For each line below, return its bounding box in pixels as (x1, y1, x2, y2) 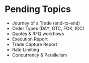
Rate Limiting (12, 46, 39, 52)
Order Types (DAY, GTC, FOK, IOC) (12, 25, 84, 31)
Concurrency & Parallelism (12, 51, 67, 58)
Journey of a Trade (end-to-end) (12, 20, 80, 26)
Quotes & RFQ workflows (12, 30, 64, 36)
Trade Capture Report (12, 41, 57, 47)
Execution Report (12, 36, 48, 42)
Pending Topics (5, 3, 71, 15)
